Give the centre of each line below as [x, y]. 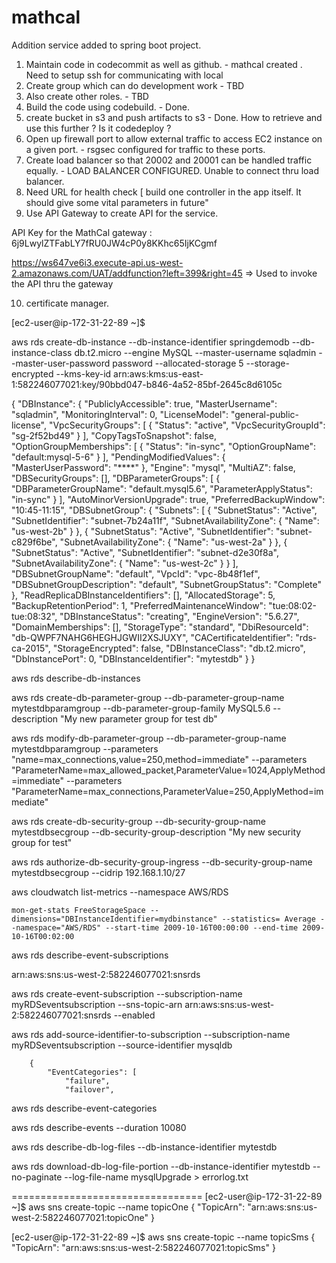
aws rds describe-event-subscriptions [90, 955]
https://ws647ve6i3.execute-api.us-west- [97, 262]
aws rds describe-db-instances [76, 678]
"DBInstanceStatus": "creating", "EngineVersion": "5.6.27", [179, 616]
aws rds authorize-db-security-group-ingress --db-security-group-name [162, 862]
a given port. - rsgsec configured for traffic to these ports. [145, 149]
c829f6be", [34, 542]
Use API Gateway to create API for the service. [122, 213]
